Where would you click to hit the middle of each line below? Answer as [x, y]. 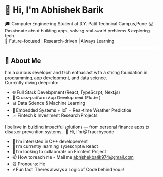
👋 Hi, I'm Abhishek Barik [54, 10]
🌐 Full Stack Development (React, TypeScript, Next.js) [66, 92]
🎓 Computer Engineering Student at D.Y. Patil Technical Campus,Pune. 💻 [79, 23]
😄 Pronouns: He [28, 164]
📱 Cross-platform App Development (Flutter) [56, 97]
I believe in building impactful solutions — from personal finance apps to [77, 127]
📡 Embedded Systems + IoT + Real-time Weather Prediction [72, 110]
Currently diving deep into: [32, 82]
